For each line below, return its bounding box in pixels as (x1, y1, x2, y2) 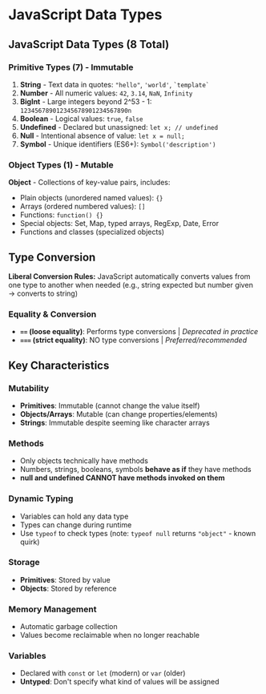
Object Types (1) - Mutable (8, 159, 114, 170)
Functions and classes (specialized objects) (19, 227, 165, 237)
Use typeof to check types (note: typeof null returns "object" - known (19, 528, 256, 538)
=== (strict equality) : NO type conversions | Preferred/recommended (19, 335, 247, 345)
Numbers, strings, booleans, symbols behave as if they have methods (19, 465, 252, 474)
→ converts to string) (8, 288, 79, 298)
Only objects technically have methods (19, 456, 148, 466)
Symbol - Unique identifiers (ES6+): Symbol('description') (19, 139, 216, 149)
